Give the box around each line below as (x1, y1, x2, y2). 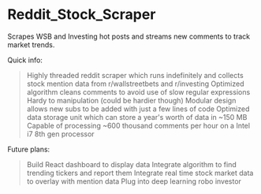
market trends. (7, 39, 55, 49)
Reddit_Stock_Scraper (7, 6, 156, 24)
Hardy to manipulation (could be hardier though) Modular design (26, 95, 237, 105)
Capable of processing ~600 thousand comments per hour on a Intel (26, 121, 250, 130)
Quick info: (7, 55, 43, 65)
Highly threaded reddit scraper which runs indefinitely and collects (26, 70, 244, 80)
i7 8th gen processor (26, 129, 95, 139)
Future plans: (7, 144, 50, 154)
